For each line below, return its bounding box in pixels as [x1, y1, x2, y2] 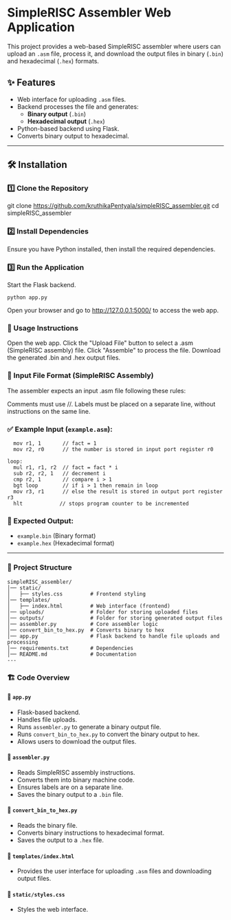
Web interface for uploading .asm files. [16, 95, 126, 103]
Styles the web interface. [16, 906, 89, 914]
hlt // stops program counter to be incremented [13, 500, 189, 507]
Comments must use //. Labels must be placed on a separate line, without [7, 399, 216, 408]
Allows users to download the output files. [16, 737, 137, 745]
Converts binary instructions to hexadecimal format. [16, 828, 165, 837]
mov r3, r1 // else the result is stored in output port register [13, 488, 223, 495]
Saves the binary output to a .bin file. [16, 790, 124, 798]
